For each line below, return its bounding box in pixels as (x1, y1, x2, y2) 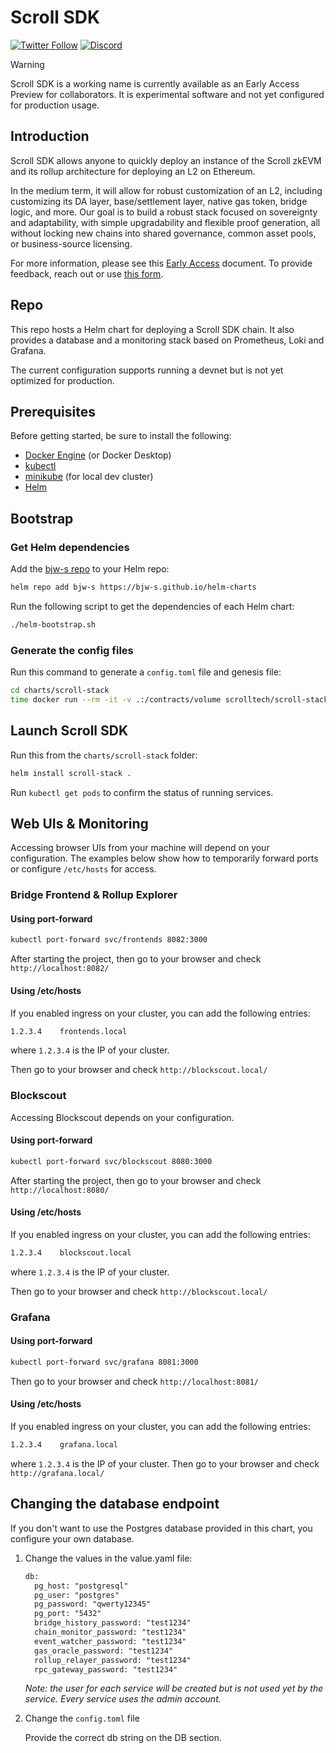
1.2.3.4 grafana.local (10, 1440, 118, 1450)
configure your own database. (10, 1532, 135, 1545)
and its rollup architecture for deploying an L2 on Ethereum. (10, 165, 256, 177)
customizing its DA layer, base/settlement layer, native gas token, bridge (10, 195, 308, 207)
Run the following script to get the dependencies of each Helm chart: (10, 600, 295, 612)
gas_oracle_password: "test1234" (34, 1646, 174, 1656)
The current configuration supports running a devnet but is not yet (10, 364, 284, 376)
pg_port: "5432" (34, 1609, 102, 1619)
